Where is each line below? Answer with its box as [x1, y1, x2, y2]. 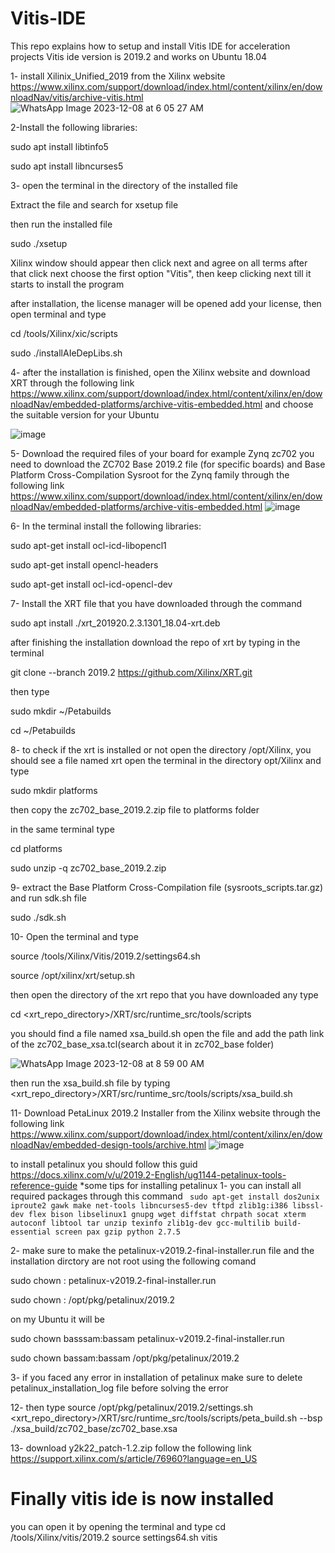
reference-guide [10, 1179, 78, 1191]
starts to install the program [10, 278, 125, 290]
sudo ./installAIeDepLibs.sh [10, 347, 123, 359]
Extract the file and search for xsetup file [10, 198, 179, 211]
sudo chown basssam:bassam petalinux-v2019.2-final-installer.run [10, 1332, 285, 1344]
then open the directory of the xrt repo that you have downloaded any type [10, 988, 319, 1001]
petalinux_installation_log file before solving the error [10, 1382, 229, 1394]
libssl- [292, 1200, 325, 1211]
